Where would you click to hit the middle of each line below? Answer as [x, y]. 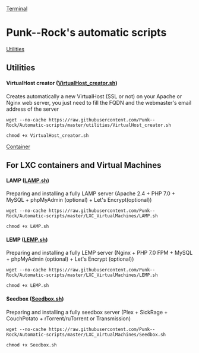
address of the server [33, 109]
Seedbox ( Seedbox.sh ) [35, 299]
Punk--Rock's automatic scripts [86, 33]
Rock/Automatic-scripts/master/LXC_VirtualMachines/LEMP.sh [82, 275]
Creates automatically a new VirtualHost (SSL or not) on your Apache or [94, 96]
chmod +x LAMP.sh [28, 227]
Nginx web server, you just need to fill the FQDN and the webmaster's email [99, 102]
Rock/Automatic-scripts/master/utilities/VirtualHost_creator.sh [89, 125]
